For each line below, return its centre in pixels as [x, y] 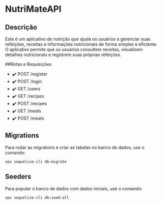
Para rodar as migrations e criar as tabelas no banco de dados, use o [75, 147]
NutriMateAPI [33, 9]
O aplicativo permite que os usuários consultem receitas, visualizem [74, 49]
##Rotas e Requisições [28, 64]
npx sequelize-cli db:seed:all [37, 198]
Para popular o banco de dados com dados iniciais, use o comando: [74, 188]
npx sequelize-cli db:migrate [36, 161]
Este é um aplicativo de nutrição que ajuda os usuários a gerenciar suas [78, 39]
